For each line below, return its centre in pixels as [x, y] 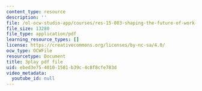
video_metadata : [26, 73]
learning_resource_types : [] [43, 40]
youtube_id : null [33, 78]
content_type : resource [36, 12]
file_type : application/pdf [41, 34]
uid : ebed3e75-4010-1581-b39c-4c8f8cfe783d [62, 67]
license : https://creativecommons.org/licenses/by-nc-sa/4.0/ [86, 45]
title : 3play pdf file [35, 62]
